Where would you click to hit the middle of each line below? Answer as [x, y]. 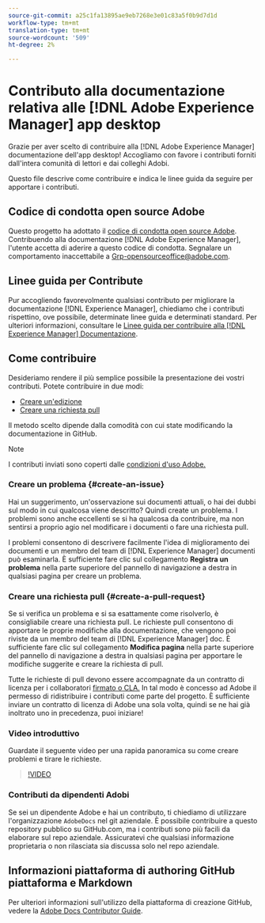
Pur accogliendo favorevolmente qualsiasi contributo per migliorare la [121, 300]
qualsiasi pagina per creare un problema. [75, 576]
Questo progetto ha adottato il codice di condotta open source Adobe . [123, 231]
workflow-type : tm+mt [44, 23]
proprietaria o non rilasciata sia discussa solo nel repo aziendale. [114, 845]
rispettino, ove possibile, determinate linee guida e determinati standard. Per [132, 316]
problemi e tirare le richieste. [55, 759]
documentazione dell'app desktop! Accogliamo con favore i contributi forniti [132, 155]
